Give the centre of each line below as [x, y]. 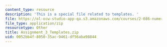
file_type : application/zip [34, 23]
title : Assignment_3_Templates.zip [42, 32]
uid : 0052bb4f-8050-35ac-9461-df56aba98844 [51, 37]
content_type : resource [30, 10]
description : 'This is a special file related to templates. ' [72, 14]
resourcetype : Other [27, 28]
